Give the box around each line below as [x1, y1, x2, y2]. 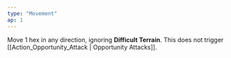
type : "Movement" [7, 10, 58, 17]
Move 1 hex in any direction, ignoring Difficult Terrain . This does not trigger [7, 35, 224, 43]
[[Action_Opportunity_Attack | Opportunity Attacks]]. [7, 43, 157, 51]
